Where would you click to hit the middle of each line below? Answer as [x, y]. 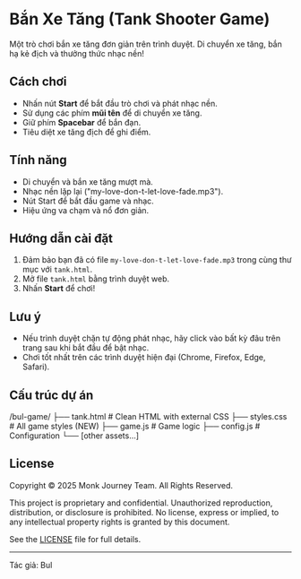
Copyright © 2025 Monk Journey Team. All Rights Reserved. [121, 485]
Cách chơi [38, 82]
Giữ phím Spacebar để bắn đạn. [82, 122]
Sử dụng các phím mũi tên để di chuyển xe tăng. [112, 113]
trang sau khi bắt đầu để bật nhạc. [86, 348]
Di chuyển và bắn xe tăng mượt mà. [88, 181]
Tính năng [38, 160]
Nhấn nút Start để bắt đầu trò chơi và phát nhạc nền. [120, 103]
